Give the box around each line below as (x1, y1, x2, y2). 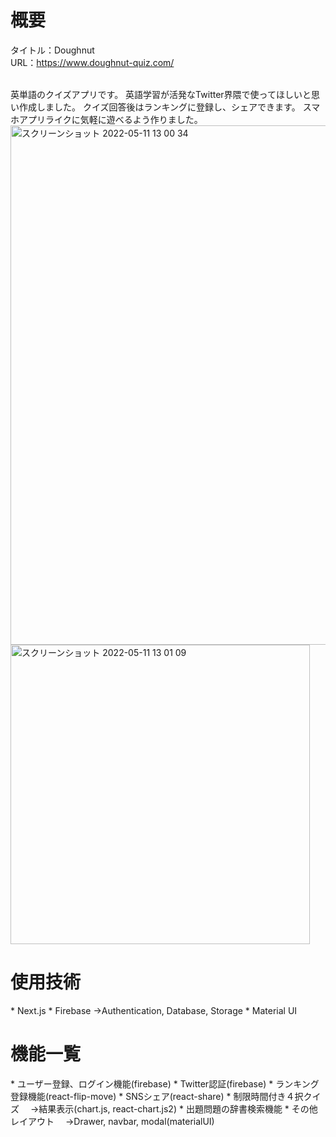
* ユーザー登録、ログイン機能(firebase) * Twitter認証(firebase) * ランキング (10, 1077, 320, 1090)
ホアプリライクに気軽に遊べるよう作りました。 (10, 113, 203, 125)
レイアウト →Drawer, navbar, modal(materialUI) (10, 1115, 215, 1127)
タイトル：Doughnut (10, 44, 95, 56)
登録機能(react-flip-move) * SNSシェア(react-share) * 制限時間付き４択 (10, 1090, 304, 1102)
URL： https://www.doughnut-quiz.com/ (10, 56, 175, 68)
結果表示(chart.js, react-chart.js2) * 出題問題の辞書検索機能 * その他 (38, 1102, 318, 1115)
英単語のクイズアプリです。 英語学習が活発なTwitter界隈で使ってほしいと (10, 88, 312, 100)
